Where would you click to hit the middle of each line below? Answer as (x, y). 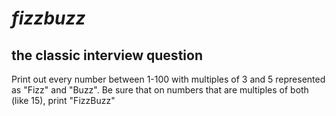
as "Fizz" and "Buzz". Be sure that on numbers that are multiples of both (160, 90)
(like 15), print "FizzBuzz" (63, 100)
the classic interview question (107, 55)
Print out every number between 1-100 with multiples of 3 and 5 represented (168, 79)
